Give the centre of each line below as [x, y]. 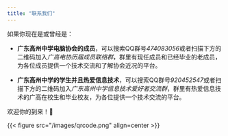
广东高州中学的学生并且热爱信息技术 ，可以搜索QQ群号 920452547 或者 [116, 80]
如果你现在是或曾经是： [40, 33]
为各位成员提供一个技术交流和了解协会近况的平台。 [89, 65]
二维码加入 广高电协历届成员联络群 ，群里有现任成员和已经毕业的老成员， [119, 57]
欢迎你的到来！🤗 [30, 111]
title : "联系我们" [31, 13]
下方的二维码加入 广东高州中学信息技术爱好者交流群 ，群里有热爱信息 [119, 88]
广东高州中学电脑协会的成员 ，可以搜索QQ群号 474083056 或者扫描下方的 [119, 48]
